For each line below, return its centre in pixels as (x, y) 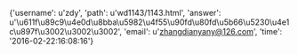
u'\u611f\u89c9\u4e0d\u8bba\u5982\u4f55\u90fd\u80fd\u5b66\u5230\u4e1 (149, 22)
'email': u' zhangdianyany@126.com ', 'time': (203, 31)
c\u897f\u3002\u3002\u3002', (66, 31)
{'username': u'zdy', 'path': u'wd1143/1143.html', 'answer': (115, 13)
